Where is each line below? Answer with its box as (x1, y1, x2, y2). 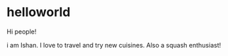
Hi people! (6, 27, 37, 36)
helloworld (6, 4, 71, 20)
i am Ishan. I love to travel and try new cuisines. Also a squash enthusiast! (6, 41, 222, 49)
